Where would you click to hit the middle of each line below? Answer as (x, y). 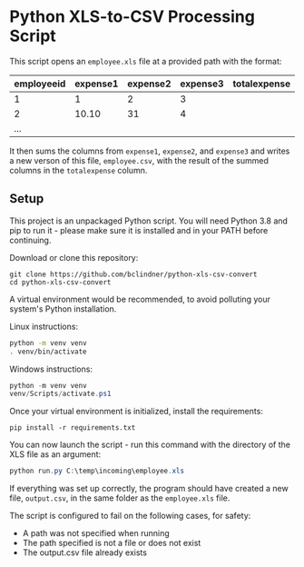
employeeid (40, 84)
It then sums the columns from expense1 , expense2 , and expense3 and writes (150, 151)
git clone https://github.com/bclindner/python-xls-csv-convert (133, 274)
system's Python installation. (63, 308)
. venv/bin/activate (49, 352)
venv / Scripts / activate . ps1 (60, 394)
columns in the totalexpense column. (78, 170)
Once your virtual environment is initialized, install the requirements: (136, 412)
